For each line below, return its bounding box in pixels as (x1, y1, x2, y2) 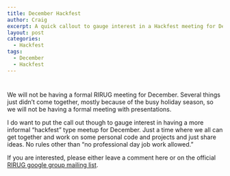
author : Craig (7, 16, 48, 23)
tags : (7, 49, 23, 55)
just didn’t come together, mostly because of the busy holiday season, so (7, 97, 214, 106)
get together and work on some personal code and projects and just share (7, 133, 217, 141)
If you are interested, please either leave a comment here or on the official (7, 153, 216, 162)
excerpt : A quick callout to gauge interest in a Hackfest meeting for (7, 23, 216, 29)
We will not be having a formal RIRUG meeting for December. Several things (7, 90, 221, 99)
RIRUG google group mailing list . (7, 160, 99, 168)
